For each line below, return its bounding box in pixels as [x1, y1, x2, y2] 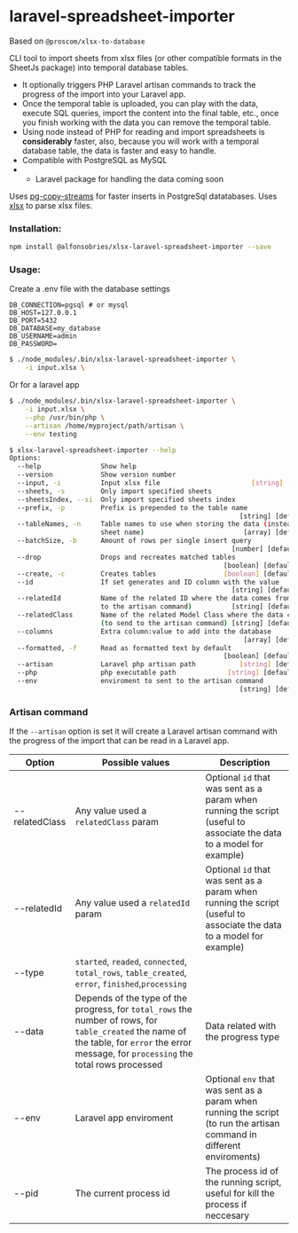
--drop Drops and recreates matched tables [17, 553, 237, 562]
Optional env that [205, 1073, 275, 1086]
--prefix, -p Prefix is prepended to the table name [17, 503, 248, 512]
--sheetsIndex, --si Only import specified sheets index [17, 495, 237, 504]
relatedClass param [74, 816, 160, 829]
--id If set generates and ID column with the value [17, 577, 279, 586]
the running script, [205, 1176, 282, 1189]
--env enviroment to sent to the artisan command [17, 677, 264, 686]
